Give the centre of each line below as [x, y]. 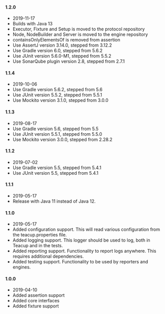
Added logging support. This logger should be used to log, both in [81, 240]
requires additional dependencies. [48, 256]
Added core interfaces [36, 301]
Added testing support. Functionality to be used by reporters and [80, 262]
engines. [22, 267]
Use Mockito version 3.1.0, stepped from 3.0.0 [60, 100]
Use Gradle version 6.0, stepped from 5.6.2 [57, 51]
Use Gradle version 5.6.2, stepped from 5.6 [57, 90]
